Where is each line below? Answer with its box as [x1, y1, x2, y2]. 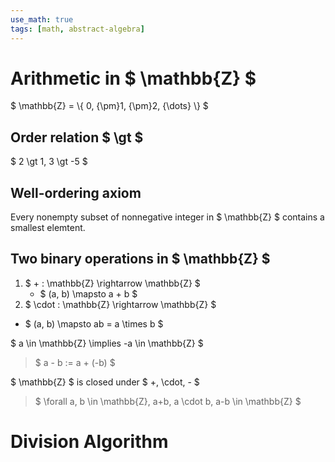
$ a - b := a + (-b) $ [34, 356, 116, 368]
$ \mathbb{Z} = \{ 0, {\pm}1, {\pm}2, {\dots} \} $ [10, 100, 209, 112]
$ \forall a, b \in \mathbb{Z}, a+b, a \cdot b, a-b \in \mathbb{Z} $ [34, 395, 302, 407]
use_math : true [10, 14, 74, 25]
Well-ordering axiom [10, 184, 142, 201]
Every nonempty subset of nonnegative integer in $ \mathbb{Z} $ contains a [10, 211, 325, 223]
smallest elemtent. [10, 222, 86, 234]
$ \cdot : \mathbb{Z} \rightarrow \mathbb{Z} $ [24, 298, 217, 310]
